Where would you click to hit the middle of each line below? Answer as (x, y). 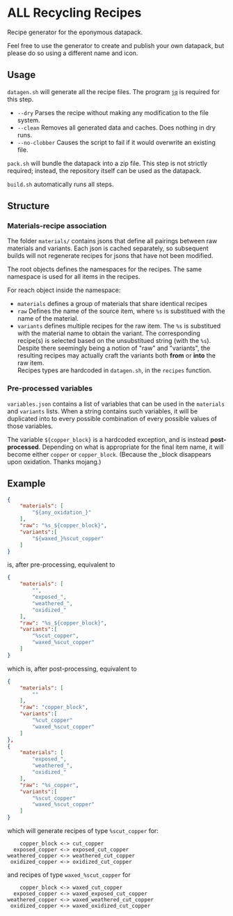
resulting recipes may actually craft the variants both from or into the (116, 356)
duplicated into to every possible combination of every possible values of (112, 418)
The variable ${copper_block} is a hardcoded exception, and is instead (108, 439)
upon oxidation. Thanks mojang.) (54, 461)
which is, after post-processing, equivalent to (72, 669)
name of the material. (48, 319)
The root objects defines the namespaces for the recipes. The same (105, 269)
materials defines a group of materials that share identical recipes (112, 304)
